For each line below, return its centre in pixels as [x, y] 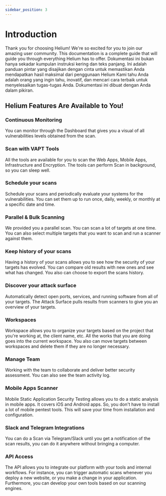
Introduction [31, 34]
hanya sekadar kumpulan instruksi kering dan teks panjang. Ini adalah [76, 64]
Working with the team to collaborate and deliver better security [70, 370]
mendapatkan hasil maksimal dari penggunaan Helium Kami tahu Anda [77, 74]
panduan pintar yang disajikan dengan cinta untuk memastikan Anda [75, 69]
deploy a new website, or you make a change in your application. [71, 478]
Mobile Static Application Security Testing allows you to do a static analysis [82, 399]
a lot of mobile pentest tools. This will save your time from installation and [80, 409]
